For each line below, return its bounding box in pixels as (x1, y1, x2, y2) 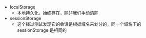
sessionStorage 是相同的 (17, 27, 67, 33)
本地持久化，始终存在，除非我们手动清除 (17, 10, 99, 16)
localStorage (9, 4, 36, 10)
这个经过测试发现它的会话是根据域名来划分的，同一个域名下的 (17, 21, 142, 27)
